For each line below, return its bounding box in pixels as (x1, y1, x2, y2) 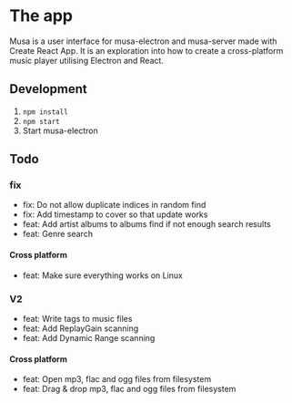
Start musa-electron (22, 125, 98, 136)
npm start (22, 117, 61, 126)
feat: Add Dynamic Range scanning (22, 332, 156, 343)
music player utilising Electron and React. (9, 55, 164, 66)
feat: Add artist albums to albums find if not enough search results (22, 219, 271, 230)
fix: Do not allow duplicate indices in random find (22, 200, 206, 211)
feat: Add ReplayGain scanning (22, 323, 139, 334)
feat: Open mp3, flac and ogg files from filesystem (22, 374, 212, 385)
